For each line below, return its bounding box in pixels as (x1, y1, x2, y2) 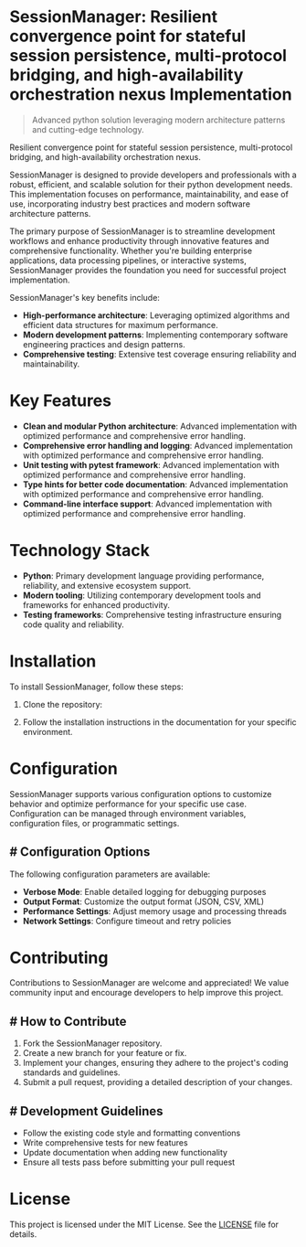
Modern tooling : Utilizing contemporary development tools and (22, 590, 262, 601)
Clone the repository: (22, 698, 103, 709)
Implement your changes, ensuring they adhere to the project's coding (22, 1058, 290, 1069)
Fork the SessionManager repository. (22, 1038, 163, 1049)
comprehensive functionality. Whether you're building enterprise (9, 245, 253, 256)
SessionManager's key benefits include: (9, 292, 160, 303)
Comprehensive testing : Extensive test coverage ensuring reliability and (22, 348, 297, 359)
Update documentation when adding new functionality (22, 1147, 228, 1158)
